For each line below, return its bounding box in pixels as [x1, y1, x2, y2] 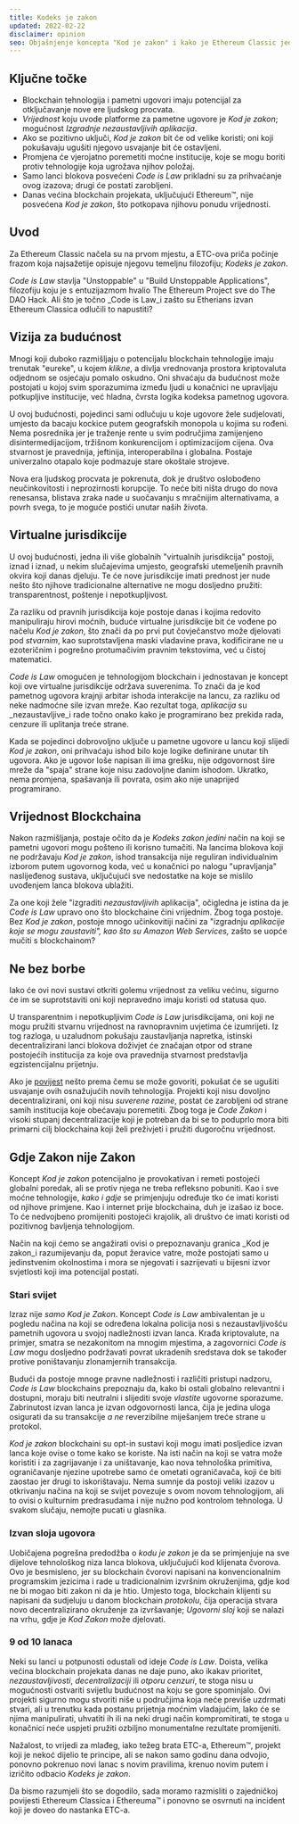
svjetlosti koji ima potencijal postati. [9, 1266, 140, 1277]
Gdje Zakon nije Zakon [9, 1149, 136, 1165]
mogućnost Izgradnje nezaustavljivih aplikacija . [21, 123, 198, 134]
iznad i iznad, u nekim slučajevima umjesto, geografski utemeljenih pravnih [9, 560, 284, 571]
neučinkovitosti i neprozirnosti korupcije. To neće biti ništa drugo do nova [9, 483, 279, 493]
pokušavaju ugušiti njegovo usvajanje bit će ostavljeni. [21, 142, 222, 153]
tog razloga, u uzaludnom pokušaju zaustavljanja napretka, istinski [9, 1031, 253, 1041]
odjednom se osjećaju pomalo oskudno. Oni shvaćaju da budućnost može [9, 372, 280, 383]
